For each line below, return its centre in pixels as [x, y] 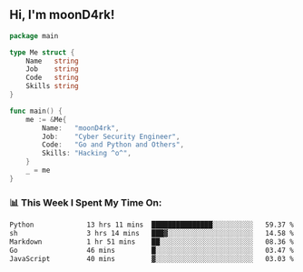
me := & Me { [46, 119]
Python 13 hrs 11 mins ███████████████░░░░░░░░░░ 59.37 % [152, 225]
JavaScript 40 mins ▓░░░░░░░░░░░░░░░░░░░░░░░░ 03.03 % [152, 258]
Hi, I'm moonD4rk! [62, 15]
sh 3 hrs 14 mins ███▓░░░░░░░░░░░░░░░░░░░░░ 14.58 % [152, 233]
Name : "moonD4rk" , [81, 128]
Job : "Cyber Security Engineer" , [111, 136]
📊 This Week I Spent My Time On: [86, 202]
